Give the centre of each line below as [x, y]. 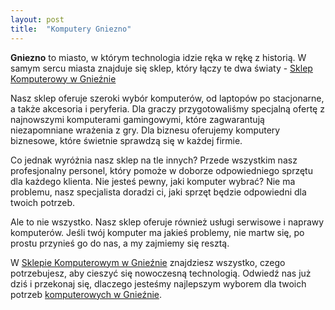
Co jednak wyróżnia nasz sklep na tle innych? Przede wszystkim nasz [154, 160]
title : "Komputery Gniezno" [71, 29]
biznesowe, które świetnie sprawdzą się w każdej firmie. [126, 140]
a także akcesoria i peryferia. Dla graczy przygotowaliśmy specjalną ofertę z [167, 108]
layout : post [37, 19]
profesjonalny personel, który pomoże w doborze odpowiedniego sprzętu [161, 170]
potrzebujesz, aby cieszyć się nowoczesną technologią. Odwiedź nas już [161, 273]
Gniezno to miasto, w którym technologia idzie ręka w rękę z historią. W [158, 57]
